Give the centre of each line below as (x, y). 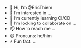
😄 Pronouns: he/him (30, 36)
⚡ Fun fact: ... (23, 41)
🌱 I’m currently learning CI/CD (40, 18)
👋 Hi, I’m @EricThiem (31, 8)
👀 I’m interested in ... (30, 13)
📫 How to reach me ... (32, 29)
